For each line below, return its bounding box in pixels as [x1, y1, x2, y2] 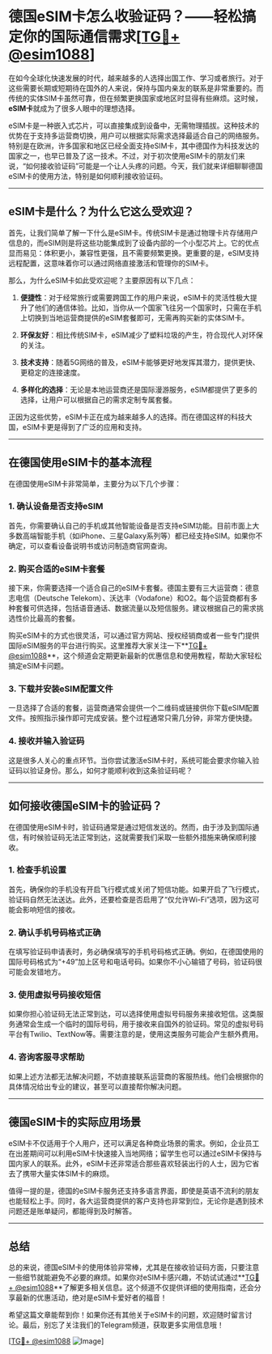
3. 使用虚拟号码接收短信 [8, 989, 101, 1000]
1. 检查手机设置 [8, 864, 67, 876]
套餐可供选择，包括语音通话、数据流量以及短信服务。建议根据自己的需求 [15, 604, 257, 613]
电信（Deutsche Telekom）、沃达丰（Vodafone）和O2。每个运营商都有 [15, 593, 251, 603]
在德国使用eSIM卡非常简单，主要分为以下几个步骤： [8, 478, 182, 488]
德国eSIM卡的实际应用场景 [8, 1115, 142, 1129]
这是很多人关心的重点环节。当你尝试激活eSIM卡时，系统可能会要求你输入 [8, 755, 253, 765]
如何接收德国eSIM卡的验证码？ [8, 799, 163, 813]
